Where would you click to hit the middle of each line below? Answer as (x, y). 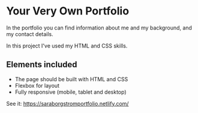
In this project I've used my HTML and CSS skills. (67, 46)
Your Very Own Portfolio (68, 11)
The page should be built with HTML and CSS (71, 79)
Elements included (42, 65)
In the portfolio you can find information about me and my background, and (99, 28)
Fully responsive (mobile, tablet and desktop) (71, 92)
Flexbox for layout (37, 85)
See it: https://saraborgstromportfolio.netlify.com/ (67, 103)
